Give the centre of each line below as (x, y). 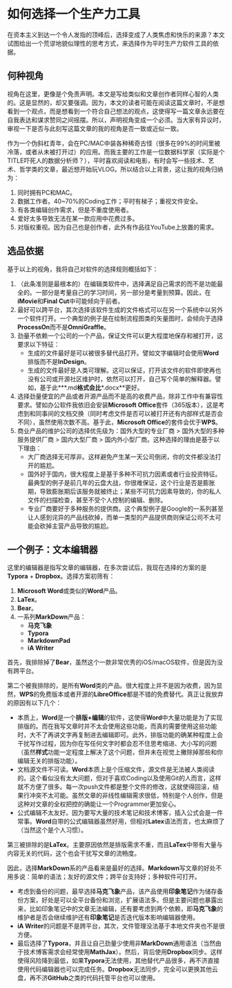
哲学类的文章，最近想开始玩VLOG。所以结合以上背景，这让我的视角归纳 (121, 169)
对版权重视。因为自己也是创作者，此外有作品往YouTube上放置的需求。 (117, 227)
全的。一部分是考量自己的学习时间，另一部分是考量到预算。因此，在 (114, 292)
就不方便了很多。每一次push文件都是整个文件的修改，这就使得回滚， (115, 787)
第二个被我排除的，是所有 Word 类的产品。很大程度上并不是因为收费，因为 (112, 686)
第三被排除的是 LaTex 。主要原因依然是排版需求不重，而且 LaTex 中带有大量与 (115, 845)
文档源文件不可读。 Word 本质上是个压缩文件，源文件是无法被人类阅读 (116, 769)
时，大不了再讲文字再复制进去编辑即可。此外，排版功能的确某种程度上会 (120, 735)
